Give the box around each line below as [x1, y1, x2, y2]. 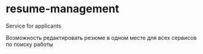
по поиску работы [6, 40, 53, 48]
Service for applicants [6, 22, 62, 29]
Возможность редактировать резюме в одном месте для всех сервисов [6, 34, 197, 41]
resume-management [6, 2, 120, 16]
